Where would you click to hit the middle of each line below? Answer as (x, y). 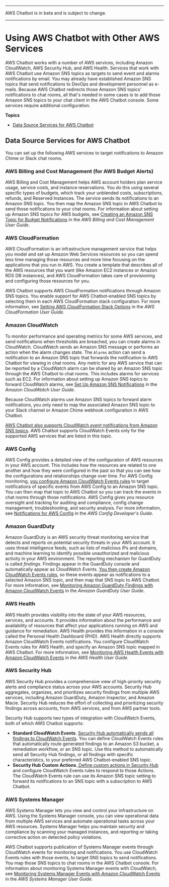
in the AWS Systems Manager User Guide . (49, 879)
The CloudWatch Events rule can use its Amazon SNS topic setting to (84, 776)
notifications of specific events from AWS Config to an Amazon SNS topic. (82, 487)
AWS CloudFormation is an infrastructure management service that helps (81, 249)
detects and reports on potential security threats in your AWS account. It (80, 543)
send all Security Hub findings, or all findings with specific (73, 754)
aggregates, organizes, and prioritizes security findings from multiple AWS (82, 692)
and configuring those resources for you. (48, 281)
